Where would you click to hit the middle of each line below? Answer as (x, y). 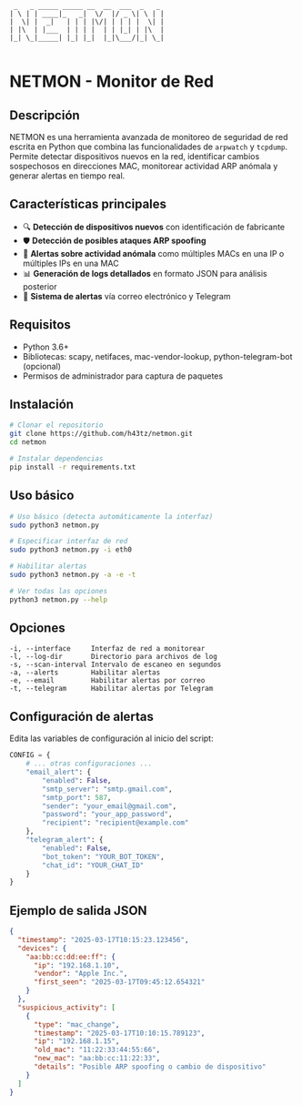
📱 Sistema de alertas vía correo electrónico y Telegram (126, 296)
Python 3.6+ (46, 347)
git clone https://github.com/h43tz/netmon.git (101, 434)
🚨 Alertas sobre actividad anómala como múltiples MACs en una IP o (153, 253)
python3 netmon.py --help (58, 599)
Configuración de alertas (82, 716)
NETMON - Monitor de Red (112, 81)
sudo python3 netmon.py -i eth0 (70, 550)
